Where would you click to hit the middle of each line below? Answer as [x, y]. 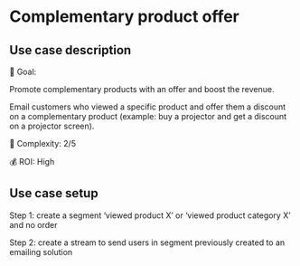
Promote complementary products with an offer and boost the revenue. [142, 89]
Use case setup [54, 193]
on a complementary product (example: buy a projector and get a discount [148, 116]
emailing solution [41, 252]
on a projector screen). [52, 126]
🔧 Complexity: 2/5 [43, 143]
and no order [33, 224]
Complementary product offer [124, 17]
